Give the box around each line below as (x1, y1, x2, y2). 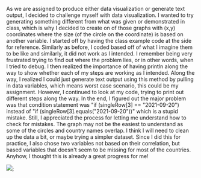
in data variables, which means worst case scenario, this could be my (6, 82, 179, 89)
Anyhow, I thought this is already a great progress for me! (6, 153, 149, 159)
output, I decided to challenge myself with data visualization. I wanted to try (6, 11, 194, 19)
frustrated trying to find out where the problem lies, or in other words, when (6, 57, 194, 63)
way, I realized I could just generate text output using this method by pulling (6, 75, 194, 83)
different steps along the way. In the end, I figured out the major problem (6, 95, 187, 102)
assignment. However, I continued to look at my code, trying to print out (6, 89, 184, 95)
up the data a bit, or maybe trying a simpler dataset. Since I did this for (6, 133, 181, 141)
